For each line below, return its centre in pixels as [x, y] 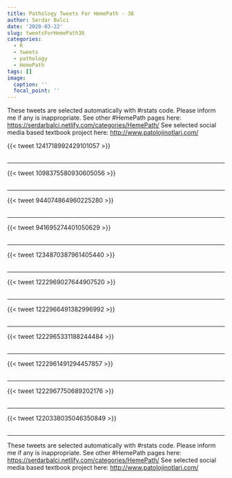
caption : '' [31, 84]
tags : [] [20, 71]
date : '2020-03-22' [35, 26]
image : [17, 78]
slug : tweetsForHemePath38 [46, 33]
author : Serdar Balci [38, 20]
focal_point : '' [37, 91]
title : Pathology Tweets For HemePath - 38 [71, 13]
